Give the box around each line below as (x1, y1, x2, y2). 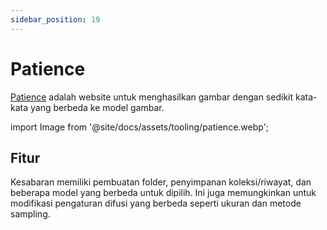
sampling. (10, 208, 51, 220)
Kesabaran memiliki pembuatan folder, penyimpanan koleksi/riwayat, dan (10, 176, 312, 188)
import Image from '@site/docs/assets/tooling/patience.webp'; (10, 121, 270, 133)
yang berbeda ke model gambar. (29, 101, 165, 113)
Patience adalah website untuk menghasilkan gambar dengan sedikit (10, 91, 294, 103)
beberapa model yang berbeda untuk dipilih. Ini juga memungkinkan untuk (10, 187, 317, 199)
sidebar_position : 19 (10, 14, 101, 25)
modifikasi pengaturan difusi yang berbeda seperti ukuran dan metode (10, 197, 302, 210)
